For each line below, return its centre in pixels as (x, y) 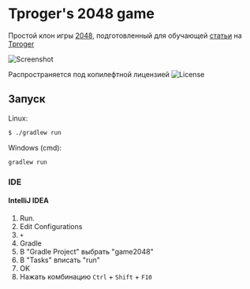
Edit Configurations (51, 226)
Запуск (27, 99)
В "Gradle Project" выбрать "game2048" (86, 251)
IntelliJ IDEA (28, 201)
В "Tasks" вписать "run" (60, 260)
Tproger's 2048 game (82, 14)
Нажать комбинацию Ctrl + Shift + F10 (86, 276)
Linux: (18, 118)
